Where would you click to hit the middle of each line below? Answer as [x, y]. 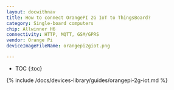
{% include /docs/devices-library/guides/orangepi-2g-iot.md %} [87, 80]
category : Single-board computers [50, 23]
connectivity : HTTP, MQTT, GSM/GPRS [53, 35]
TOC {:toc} [29, 68]
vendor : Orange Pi [30, 40]
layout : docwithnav [31, 12]
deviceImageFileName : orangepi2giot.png [58, 46]
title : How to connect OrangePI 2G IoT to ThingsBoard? [78, 18]
